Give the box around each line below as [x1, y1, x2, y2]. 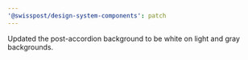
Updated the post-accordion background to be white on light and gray [7, 34, 241, 43]
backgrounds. [7, 42, 54, 52]
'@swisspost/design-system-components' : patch [7, 11, 167, 20]
